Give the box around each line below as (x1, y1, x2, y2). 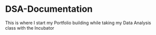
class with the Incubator (5, 25, 55, 31)
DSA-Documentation (5, 3, 93, 15)
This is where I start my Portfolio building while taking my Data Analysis (5, 20, 152, 26)
